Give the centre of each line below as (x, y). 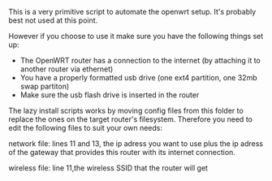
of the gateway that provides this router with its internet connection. (122, 152)
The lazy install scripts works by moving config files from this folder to (126, 110)
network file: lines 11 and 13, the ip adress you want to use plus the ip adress (136, 144)
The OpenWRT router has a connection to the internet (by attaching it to (140, 60)
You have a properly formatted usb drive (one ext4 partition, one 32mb (138, 78)
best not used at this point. (53, 20)
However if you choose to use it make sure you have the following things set (136, 36)
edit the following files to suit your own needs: (86, 128)
